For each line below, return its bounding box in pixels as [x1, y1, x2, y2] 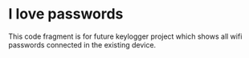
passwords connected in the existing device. [8, 39, 157, 49]
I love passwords [8, 5, 124, 23]
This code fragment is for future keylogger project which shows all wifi [8, 31, 243, 41]
